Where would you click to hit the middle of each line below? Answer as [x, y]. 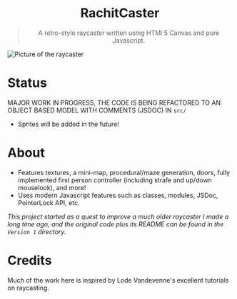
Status [27, 83]
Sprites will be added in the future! [69, 124]
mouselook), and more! [52, 187]
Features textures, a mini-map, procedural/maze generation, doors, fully [124, 172]
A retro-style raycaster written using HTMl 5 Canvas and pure [129, 33]
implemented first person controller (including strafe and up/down [115, 180]
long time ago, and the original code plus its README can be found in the [116, 224]
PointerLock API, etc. [49, 203]
